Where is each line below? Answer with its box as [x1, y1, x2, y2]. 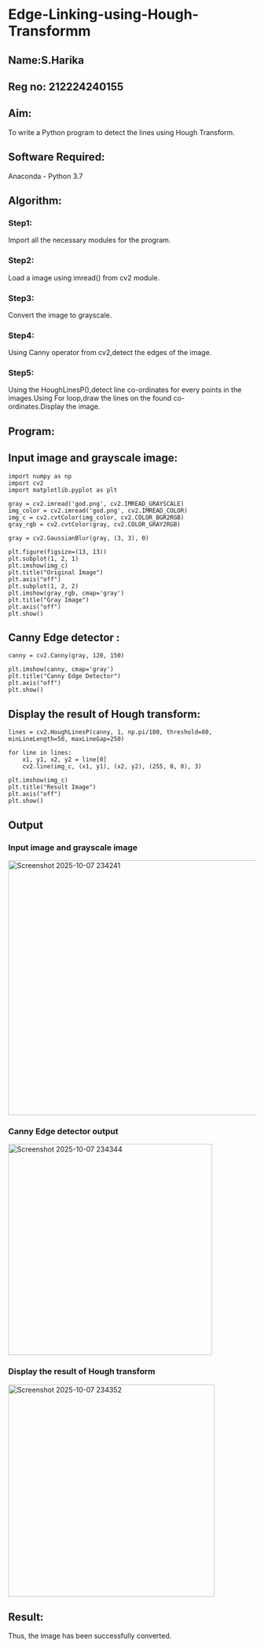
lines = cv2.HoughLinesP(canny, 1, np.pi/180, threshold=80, [8, 728, 213, 736]
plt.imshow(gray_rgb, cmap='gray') [8, 589, 125, 597]
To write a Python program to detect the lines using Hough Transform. [8, 127, 236, 137]
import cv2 [8, 479, 44, 487]
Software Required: [8, 151, 105, 164]
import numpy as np [8, 472, 72, 480]
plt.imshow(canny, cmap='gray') [8, 665, 114, 673]
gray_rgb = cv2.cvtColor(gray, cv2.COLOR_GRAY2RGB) [8, 520, 181, 528]
